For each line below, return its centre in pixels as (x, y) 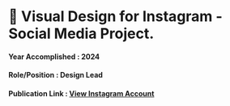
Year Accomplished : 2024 (54, 57)
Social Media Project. (81, 34)
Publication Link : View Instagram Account (81, 93)
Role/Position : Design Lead (56, 75)
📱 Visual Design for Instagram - (115, 17)
